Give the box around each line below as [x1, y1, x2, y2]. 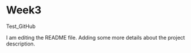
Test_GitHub [6, 23, 36, 30]
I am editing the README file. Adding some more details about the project [6, 34, 185, 41]
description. [6, 40, 35, 47]
